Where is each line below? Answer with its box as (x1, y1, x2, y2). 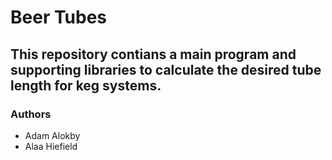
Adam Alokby (24, 129, 81, 141)
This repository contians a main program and (10, 46, 297, 63)
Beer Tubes (10, 6, 107, 29)
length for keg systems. (10, 77, 162, 94)
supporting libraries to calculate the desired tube (10, 61, 322, 78)
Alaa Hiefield (24, 140, 78, 152)
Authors (10, 107, 52, 121)
